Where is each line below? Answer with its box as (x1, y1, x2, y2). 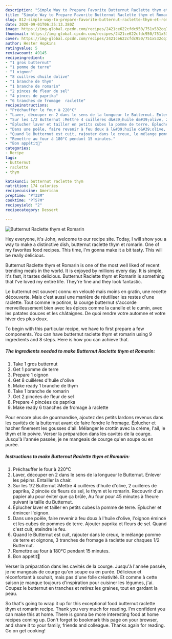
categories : (5, 146, 31, 151)
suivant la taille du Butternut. (12, 499, 73, 505)
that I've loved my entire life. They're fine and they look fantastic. (5, 278, 142, 284)
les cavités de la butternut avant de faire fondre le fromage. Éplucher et (5, 420, 156, 426)
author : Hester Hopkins (5, 41, 56, 46)
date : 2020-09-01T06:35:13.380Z (5, 22, 74, 27)
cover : (5, 36, 19, 42)
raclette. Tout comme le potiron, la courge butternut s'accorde (5, 299, 137, 305)
